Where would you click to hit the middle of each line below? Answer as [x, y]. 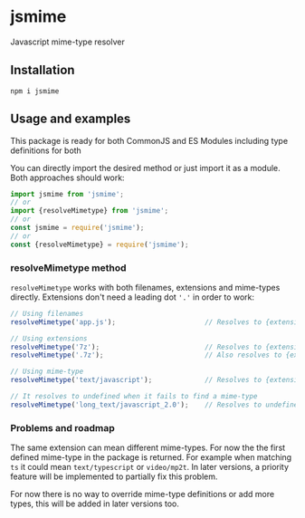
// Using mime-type [47, 372]
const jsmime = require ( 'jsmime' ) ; [77, 228]
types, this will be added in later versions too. [95, 504]
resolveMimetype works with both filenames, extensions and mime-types [145, 287]
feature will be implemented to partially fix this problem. [114, 476]
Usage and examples [71, 119]
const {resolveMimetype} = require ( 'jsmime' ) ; [100, 245]
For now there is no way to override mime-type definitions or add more [143, 494]
